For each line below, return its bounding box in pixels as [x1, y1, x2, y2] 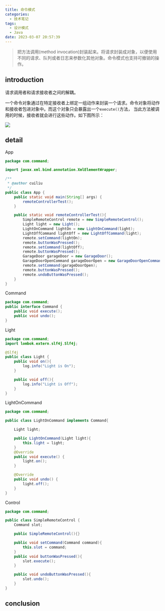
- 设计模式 [9, 26, 29, 31]
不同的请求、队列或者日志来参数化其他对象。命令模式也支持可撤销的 [17, 55, 155, 61]
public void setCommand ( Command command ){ [14, 540, 102, 545]
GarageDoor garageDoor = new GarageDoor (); [23, 254, 113, 259]
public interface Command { [5, 304, 63, 309]
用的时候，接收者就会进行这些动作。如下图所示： [5, 112, 104, 118]
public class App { [5, 190, 45, 195]
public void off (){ [14, 377, 54, 382]
